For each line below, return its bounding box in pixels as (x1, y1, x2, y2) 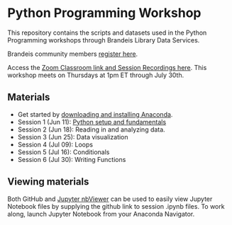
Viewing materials (7, 175, 89, 188)
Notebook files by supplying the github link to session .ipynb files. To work (7, 202, 225, 210)
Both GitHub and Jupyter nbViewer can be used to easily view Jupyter (7, 195, 213, 203)
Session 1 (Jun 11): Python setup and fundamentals (17, 117, 167, 126)
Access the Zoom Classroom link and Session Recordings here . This (7, 63, 207, 71)
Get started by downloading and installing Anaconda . (17, 110, 173, 118)
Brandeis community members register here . (7, 50, 138, 58)
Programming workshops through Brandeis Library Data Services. (7, 35, 200, 44)
